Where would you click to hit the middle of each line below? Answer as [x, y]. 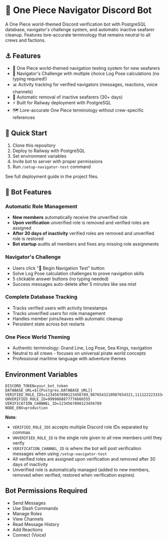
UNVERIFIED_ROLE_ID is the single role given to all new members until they [87, 438]
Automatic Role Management [41, 206]
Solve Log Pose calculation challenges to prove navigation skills [78, 273]
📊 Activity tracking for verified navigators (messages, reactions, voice [85, 84]
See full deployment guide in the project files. [52, 176]
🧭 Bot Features [28, 192]
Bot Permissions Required [46, 491]
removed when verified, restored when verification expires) [73, 475]
